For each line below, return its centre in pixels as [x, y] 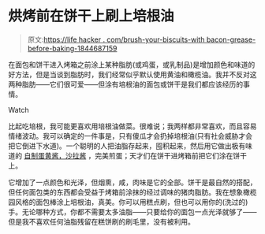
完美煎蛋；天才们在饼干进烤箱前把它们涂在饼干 [170, 155]
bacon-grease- [231, 39]
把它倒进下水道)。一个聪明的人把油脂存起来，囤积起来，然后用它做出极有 [127, 146]
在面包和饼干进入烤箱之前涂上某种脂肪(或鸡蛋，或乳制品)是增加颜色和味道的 [132, 65]
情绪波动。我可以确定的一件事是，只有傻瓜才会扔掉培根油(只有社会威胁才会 [131, 136]
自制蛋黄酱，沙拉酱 [55, 155]
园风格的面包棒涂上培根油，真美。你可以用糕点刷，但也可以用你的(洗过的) [128, 202]
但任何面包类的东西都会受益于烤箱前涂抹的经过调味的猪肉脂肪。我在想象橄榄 [132, 192]
